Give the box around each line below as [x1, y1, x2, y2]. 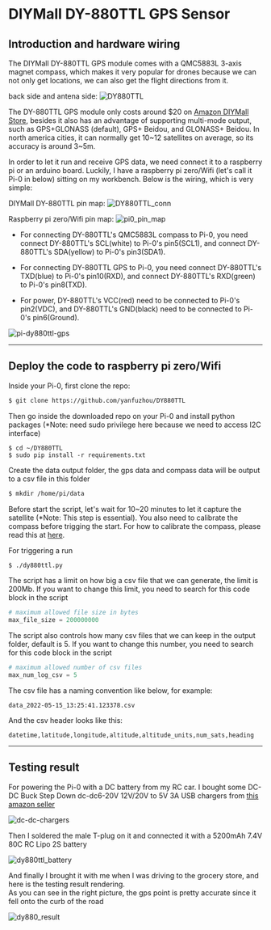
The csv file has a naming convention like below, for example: [8, 685, 213, 695]
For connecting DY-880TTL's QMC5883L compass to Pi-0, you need [19, 230, 248, 239]
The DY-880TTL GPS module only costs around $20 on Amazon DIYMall [8, 107, 249, 116]
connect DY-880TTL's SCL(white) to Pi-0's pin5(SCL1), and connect [19, 239, 246, 247]
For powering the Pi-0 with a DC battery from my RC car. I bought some [8, 782, 246, 792]
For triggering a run [8, 545, 73, 555]
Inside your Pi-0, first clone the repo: [8, 381, 131, 391]
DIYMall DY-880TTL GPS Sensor [8, 5, 231, 23]
